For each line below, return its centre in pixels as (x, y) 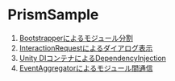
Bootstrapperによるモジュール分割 (76, 38)
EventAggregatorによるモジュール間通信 (86, 68)
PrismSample (53, 15)
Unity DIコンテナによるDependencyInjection (93, 58)
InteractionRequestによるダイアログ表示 (86, 48)
